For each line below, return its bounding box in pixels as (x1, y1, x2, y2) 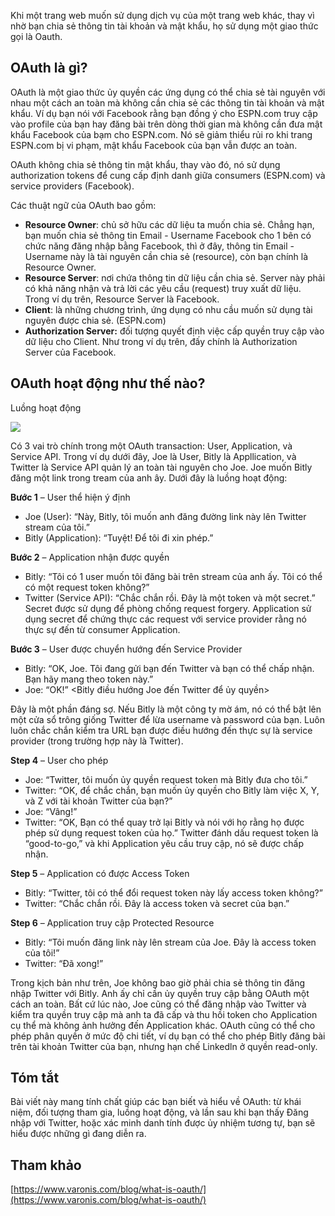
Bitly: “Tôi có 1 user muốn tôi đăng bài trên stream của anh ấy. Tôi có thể (24, 570, 323, 582)
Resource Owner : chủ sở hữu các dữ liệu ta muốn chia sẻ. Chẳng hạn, (24, 218, 315, 230)
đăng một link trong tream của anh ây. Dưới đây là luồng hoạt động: (10, 471, 288, 484)
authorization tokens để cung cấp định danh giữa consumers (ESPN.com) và (10, 169, 326, 181)
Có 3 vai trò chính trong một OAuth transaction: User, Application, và (10, 440, 293, 452)
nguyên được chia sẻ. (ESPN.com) (24, 314, 167, 326)
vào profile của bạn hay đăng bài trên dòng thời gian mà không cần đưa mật (10, 118, 323, 130)
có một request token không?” (24, 581, 150, 593)
